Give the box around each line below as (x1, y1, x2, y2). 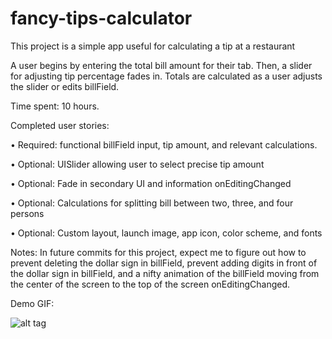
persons (10, 207, 45, 219)
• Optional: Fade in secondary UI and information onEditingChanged (10, 177, 292, 189)
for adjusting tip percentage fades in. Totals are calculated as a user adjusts (10, 70, 323, 82)
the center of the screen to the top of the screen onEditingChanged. (10, 278, 291, 290)
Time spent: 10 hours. (10, 100, 100, 112)
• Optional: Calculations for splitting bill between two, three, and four (10, 197, 294, 209)
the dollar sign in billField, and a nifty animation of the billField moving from (10, 267, 320, 279)
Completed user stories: (10, 119, 110, 131)
